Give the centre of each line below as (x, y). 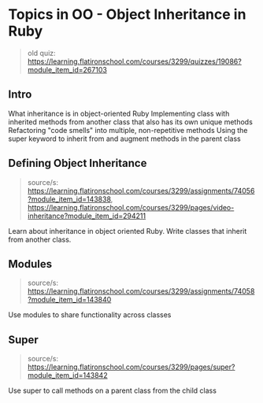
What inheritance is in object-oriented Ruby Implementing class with (119, 113)
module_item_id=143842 (67, 375)
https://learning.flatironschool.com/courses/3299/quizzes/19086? (134, 61)
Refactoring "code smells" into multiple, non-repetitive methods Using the (128, 130)
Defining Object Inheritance (78, 163)
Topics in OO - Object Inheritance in (127, 15)
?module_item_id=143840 (69, 300)
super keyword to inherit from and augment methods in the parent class (125, 139)
